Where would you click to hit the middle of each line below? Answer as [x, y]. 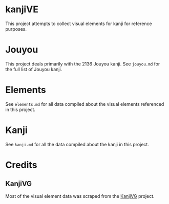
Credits [21, 165]
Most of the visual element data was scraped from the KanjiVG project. [80, 196]
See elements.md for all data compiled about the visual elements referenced [85, 104]
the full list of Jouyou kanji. [34, 69]
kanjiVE [22, 9]
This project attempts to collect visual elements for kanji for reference [79, 24]
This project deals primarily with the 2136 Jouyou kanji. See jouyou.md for [83, 64]
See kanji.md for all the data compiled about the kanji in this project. [77, 144]
